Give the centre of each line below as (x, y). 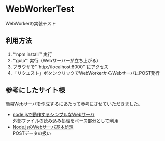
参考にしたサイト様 (35, 91)
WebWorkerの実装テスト (31, 23)
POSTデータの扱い (32, 133)
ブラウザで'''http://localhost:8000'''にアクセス (61, 67)
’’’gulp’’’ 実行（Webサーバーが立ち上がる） (57, 60)
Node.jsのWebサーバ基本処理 (43, 127)
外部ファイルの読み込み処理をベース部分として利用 (65, 121)
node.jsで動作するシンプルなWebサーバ (53, 114)
